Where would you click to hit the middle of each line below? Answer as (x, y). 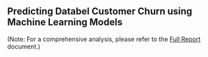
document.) (24, 46)
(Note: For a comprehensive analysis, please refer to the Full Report (104, 39)
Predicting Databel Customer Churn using (100, 11)
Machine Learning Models (65, 23)
